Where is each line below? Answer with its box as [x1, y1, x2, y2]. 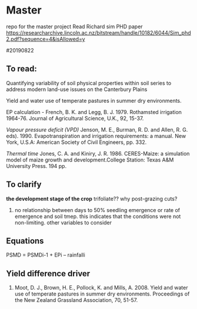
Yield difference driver [6, 268, 91, 278]
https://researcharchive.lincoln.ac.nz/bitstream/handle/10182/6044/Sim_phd [6, 29, 191, 36]
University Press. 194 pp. [6, 162, 66, 169]
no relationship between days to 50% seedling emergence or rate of [14, 206, 181, 213]
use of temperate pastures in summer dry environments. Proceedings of [14, 290, 190, 297]
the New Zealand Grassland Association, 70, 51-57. [14, 297, 138, 304]
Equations [6, 236, 44, 246]
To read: [6, 64, 37, 74]
